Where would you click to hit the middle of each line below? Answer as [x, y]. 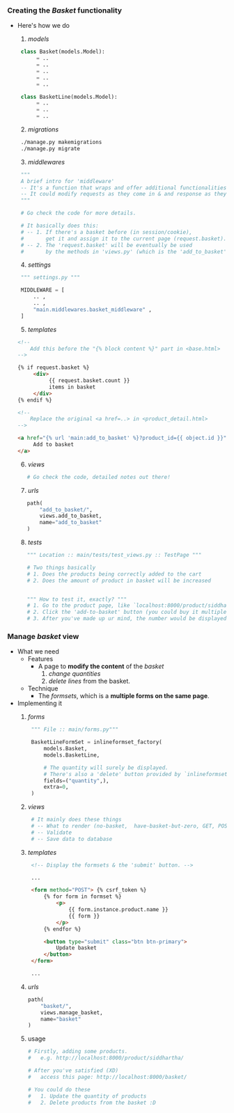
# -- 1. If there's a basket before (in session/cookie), [107, 232]
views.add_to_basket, [71, 516]
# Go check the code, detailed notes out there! [99, 477]
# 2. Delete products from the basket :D [92, 1103]
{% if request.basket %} [53, 368]
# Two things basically [61, 567]
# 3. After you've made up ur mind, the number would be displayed [127, 619]
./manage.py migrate [50, 148]
